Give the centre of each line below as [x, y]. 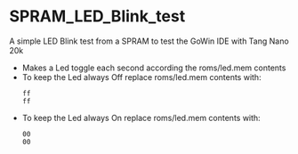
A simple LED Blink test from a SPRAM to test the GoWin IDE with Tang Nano [149, 41]
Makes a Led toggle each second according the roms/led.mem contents [154, 68]
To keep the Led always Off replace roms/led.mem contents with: [141, 77]
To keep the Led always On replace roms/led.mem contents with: [141, 118]
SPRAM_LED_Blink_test [97, 16]
